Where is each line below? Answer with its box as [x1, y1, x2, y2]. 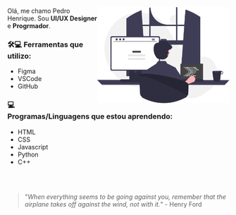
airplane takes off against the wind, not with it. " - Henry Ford [24, 199, 202, 208]
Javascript [17, 142, 49, 151]
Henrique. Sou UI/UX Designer [7, 14, 97, 23]
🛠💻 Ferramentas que [7, 39, 84, 49]
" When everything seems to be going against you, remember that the [24, 192, 227, 201]
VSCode [17, 75, 42, 83]
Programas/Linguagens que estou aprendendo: [7, 111, 173, 121]
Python [17, 150, 39, 159]
